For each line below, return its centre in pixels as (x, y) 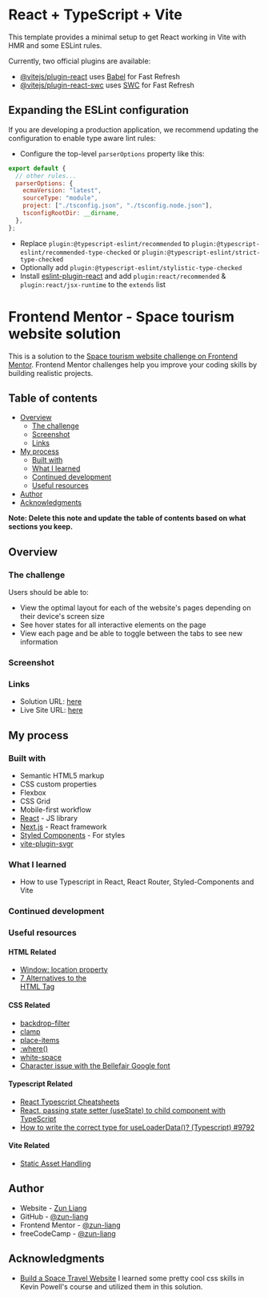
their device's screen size (62, 617)
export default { (37, 168)
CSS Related (29, 1005)
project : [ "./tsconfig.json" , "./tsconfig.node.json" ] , (118, 206)
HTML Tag (37, 987)
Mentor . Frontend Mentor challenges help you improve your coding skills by (133, 364)
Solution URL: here (51, 702)
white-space (41, 1057)
